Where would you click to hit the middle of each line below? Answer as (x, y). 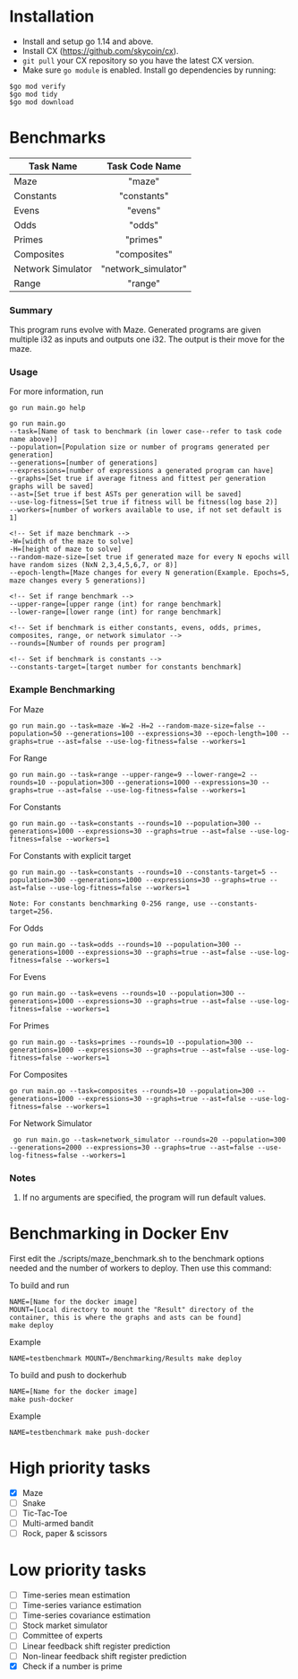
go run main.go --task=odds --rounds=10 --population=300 (119, 944)
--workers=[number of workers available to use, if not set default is (145, 510)
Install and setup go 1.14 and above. (88, 41)
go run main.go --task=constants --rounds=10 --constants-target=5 (138, 872)
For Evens (28, 976)
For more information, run (56, 391)
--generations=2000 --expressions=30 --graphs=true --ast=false (132, 1147)
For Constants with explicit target (70, 855)
